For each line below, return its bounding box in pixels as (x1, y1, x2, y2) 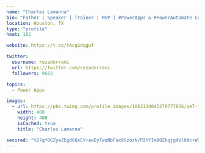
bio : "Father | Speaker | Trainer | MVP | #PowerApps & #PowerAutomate (6, 15, 192, 21)
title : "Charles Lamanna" (17, 126, 84, 132)
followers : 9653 (12, 70, 53, 76)
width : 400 (17, 109, 45, 115)
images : (6, 98, 26, 104)
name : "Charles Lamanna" (6, 8, 70, 15)
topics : (6, 81, 26, 87)
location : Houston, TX (6, 20, 64, 26)
